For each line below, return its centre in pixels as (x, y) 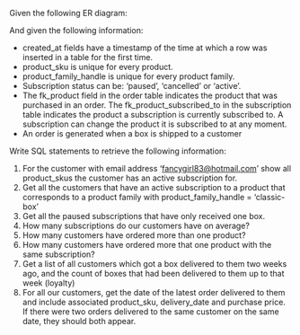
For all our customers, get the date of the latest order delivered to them (154, 292)
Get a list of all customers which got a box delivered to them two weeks (154, 264)
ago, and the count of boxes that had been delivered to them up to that (153, 273)
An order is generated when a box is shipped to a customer (132, 133)
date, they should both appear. (79, 321)
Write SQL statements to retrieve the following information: (118, 151)
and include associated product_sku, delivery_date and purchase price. (154, 302)
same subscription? (59, 254)
